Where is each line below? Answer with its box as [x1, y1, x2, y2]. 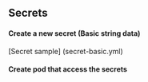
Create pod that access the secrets [8, 64, 128, 74]
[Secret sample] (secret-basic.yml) [8, 46, 124, 56]
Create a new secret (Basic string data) [8, 28, 141, 38]
